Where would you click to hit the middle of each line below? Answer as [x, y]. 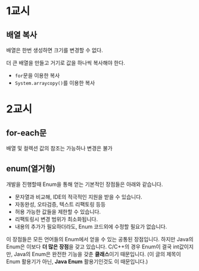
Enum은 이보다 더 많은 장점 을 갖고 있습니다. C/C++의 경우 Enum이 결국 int [93, 247]
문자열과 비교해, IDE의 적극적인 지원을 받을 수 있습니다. [79, 197]
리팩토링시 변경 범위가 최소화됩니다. [56, 219]
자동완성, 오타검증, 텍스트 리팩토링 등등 [60, 204]
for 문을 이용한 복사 [37, 75]
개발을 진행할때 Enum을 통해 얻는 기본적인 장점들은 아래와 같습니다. [85, 184]
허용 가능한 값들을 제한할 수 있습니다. [58, 212]
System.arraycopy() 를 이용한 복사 [55, 83]
